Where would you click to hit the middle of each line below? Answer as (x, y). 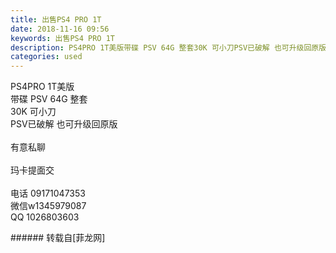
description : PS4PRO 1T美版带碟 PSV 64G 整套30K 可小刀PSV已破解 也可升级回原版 (168, 47)
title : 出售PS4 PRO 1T (56, 19)
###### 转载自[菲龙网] (58, 238)
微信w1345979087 (48, 206)
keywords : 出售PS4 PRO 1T (62, 38)
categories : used (46, 57)
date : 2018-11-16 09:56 (60, 29)
